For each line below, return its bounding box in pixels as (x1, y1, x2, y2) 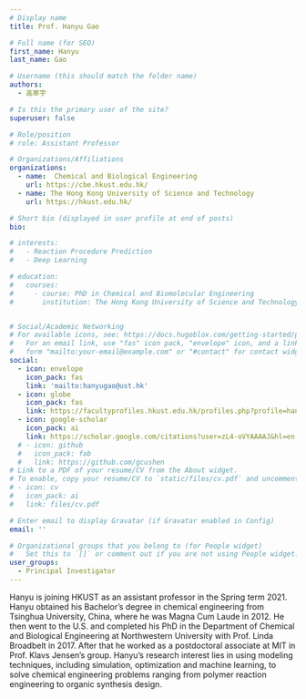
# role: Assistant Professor (9, 139, 120, 148)
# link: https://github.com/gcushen (17, 457, 166, 467)
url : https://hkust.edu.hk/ (25, 197, 132, 206)
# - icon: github (17, 440, 84, 449)
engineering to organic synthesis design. (9, 678, 162, 689)
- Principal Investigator (17, 567, 117, 576)
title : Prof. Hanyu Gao (9, 22, 100, 31)
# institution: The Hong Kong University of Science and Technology (9, 297, 300, 306)
